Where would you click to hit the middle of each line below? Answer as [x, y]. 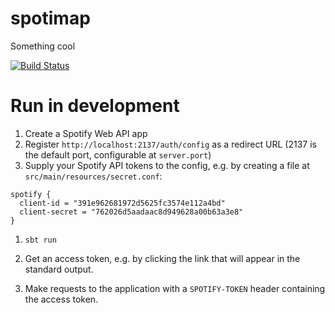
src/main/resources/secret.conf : [93, 176]
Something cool [43, 46]
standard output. [59, 269]
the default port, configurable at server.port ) [118, 154]
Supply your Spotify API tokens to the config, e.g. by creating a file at [167, 165]
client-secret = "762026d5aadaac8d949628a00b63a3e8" [131, 212]
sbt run [40, 240]
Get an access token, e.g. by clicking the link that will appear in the [162, 258]
